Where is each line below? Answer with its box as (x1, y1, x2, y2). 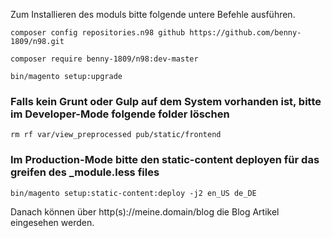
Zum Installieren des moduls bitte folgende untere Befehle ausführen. (10, 9, 296, 20)
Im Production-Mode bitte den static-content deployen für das (10, 153, 320, 167)
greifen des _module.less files (10, 165, 160, 179)
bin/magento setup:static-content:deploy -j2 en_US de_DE (10, 188, 257, 198)
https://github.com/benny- (189, 28, 302, 38)
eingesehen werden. (10, 216, 95, 228)
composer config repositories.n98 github (10, 28, 186, 38)
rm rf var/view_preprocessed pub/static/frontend (10, 130, 222, 140)
